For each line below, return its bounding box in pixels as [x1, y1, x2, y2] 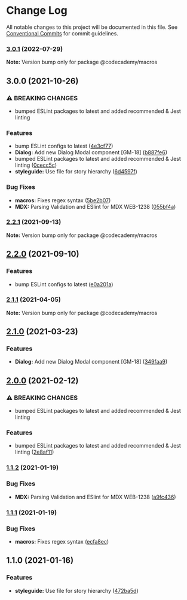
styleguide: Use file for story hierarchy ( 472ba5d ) [14, 587, 139, 594]
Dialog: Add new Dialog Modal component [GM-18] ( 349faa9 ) [14, 358, 168, 365]
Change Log [6, 4, 68, 17]
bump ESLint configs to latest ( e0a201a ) [14, 280, 114, 288]
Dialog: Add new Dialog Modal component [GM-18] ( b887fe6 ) [14, 149, 167, 156]
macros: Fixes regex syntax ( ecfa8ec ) [14, 538, 109, 545]
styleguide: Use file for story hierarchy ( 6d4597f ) [14, 168, 137, 175]
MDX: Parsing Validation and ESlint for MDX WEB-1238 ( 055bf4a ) [14, 203, 176, 210]
